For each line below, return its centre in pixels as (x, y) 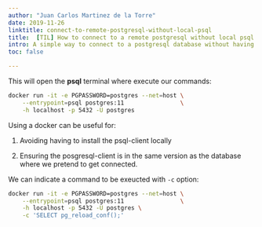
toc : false (26, 52)
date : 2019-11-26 (36, 23)
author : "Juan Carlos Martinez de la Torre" (82, 15)
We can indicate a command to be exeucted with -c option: (104, 179)
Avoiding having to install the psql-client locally (96, 140)
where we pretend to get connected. (78, 164)
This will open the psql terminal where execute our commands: (110, 81)
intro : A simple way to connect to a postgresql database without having (131, 45)
